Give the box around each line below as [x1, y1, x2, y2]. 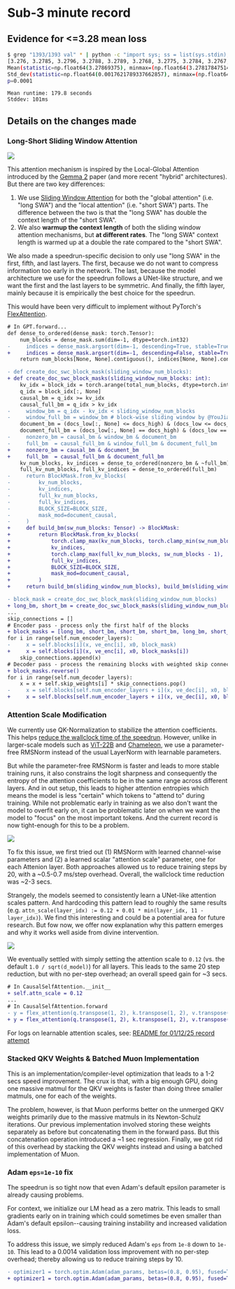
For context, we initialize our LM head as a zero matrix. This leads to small [7, 1204, 220, 1213]
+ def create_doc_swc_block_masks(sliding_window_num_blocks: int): [7, 375, 211, 382]
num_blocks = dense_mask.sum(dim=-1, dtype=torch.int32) [20, 336, 190, 344]
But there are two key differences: [7, 180, 106, 188]
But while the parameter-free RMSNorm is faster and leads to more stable [7, 761, 220, 770]
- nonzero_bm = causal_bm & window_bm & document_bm [7, 434, 177, 441]
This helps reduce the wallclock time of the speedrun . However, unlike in [7, 733, 217, 742]
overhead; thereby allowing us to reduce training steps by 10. [7, 1255, 183, 1264]
